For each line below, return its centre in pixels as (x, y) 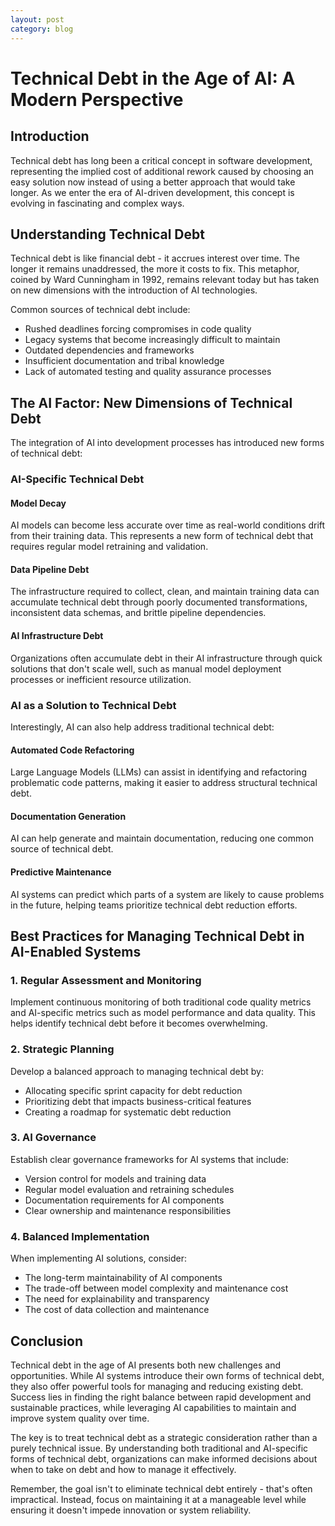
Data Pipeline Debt (50, 569)
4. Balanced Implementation (80, 1236)
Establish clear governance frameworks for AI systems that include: (149, 1159)
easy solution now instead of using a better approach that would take (153, 182)
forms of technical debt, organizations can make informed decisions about (164, 1458)
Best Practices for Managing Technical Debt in (157, 936)
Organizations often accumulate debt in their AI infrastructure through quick (166, 658)
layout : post (37, 19)
